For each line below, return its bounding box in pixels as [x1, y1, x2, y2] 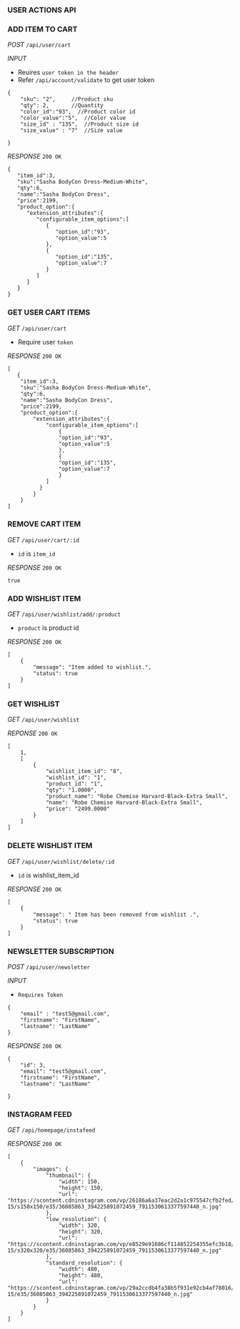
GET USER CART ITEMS [7, 307, 91, 317]
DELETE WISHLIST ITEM [7, 841, 93, 851]
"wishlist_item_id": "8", [45, 768, 123, 775]
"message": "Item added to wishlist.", [33, 664, 152, 671]
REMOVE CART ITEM [7, 519, 81, 529]
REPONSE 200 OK [7, 729, 58, 737]
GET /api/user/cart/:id [7, 535, 80, 544]
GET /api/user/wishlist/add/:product [7, 609, 121, 619]
